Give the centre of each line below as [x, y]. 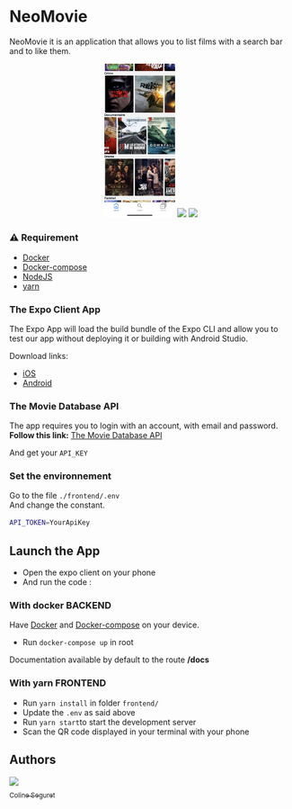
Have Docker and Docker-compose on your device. [104, 625]
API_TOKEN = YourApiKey [50, 523]
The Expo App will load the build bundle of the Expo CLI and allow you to [144, 328]
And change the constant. [57, 505]
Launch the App [55, 551]
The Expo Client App [55, 310]
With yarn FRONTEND [58, 683]
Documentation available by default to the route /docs [109, 660]
